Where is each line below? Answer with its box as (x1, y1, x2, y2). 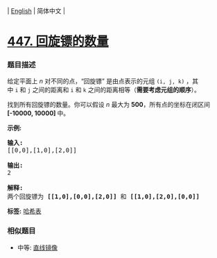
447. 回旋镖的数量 (7, 34, 109, 49)
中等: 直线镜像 (17, 243, 58, 252)
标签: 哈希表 (7, 207, 42, 216)
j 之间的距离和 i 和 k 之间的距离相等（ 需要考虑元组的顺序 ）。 (27, 86, 201, 94)
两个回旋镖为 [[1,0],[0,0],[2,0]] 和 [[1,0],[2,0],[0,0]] (7, 193, 200, 200)
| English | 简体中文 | (7, 7, 66, 15)
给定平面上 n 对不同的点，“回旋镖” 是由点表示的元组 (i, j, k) (7, 77, 185, 85)
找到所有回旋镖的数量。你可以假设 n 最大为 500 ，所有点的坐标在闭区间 (7, 101, 210, 109)
